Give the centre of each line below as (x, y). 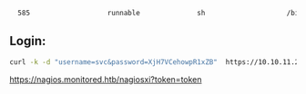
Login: (28, 41)
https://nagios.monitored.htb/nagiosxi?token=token (106, 79)
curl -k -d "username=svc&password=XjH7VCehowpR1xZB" (114, 62)
